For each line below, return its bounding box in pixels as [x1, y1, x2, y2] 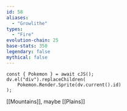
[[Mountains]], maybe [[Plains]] [6, 98, 85, 105]
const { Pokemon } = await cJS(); [6, 71, 95, 77]
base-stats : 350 [6, 43, 48, 49]
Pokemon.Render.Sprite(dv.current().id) [17, 82, 122, 88]
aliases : [6, 15, 29, 21]
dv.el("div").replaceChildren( [6, 76, 86, 82]
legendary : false [6, 49, 51, 55]
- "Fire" [12, 32, 34, 38]
